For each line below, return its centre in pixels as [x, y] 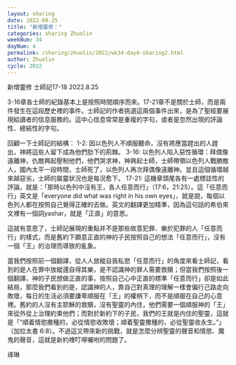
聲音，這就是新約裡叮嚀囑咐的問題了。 [75, 339]
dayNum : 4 [22, 46]
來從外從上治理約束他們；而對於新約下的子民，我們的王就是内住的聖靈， [112, 313]
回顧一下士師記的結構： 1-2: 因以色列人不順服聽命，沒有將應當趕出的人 [110, 143]
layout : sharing [31, 14]
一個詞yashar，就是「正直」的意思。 [79, 213]
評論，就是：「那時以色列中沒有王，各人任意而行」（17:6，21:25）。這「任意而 [118, 187]
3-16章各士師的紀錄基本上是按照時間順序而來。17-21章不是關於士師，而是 [113, 102]
